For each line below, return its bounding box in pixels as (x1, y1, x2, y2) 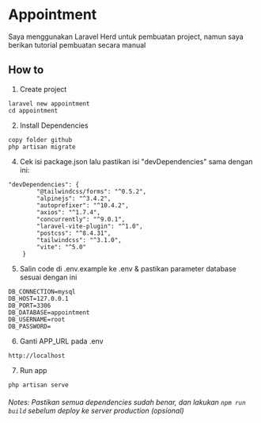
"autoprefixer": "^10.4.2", (36, 201, 129, 210)
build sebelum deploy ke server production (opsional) (8, 406, 184, 416)
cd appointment (8, 106, 59, 114)
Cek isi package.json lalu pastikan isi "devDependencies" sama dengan (19, 156, 253, 166)
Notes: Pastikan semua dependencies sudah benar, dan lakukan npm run (8, 398, 247, 407)
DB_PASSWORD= (8, 322, 51, 330)
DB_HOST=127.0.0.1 (8, 294, 69, 302)
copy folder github (8, 136, 73, 144)
